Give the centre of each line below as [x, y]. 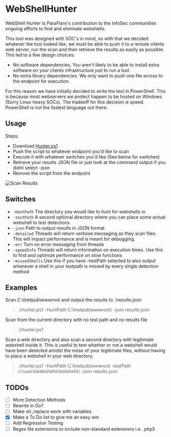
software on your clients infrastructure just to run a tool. [71, 70]
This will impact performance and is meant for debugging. [74, 239]
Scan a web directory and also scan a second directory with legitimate [80, 340]
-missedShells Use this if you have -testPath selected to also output [84, 261]
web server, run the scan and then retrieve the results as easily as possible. [85, 49]
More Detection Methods [39, 400]
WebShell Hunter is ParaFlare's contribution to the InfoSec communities [81, 23]
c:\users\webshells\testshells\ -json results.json [68, 371]
